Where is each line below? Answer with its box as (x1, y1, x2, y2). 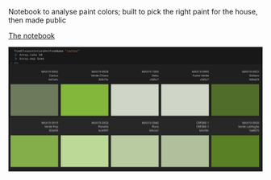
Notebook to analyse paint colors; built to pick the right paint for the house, (8, 7, 258, 16)
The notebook (8, 31, 55, 40)
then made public (8, 15, 67, 25)
